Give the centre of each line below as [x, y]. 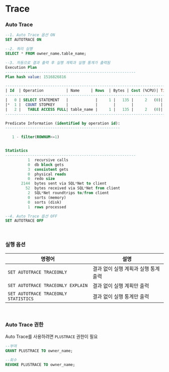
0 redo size [41, 179]
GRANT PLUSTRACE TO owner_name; [39, 351]
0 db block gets [46, 165]
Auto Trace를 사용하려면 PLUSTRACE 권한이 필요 [52, 336]
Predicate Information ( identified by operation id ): [63, 123]
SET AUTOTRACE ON [23, 40]
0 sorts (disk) [45, 202]
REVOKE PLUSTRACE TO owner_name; [40, 364]
